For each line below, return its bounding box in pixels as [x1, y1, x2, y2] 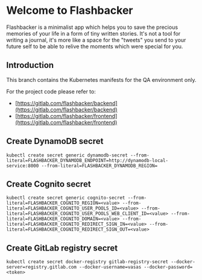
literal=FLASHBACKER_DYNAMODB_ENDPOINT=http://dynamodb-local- [6, 157, 169, 163]
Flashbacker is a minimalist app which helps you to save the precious [6, 23, 178, 31]
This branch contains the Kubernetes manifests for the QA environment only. [6, 76, 197, 83]
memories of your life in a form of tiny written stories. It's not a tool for [6, 30, 181, 37]
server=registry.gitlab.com [6, 264, 77, 270]
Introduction [6, 60, 54, 70]
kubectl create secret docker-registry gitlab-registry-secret [6, 259, 169, 265]
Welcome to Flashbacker [6, 4, 133, 17]
